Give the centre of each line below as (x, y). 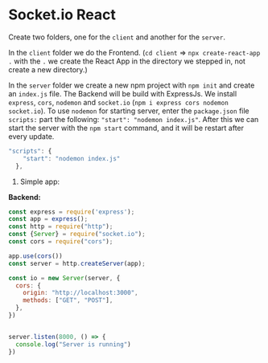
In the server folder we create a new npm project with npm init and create (132, 85)
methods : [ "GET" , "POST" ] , (68, 300)
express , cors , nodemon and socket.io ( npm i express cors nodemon (119, 102)
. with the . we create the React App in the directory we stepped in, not (127, 61)
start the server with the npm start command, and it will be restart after (126, 128)
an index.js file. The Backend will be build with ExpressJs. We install (123, 93)
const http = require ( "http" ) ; (61, 226)
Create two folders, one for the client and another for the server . (117, 37)
